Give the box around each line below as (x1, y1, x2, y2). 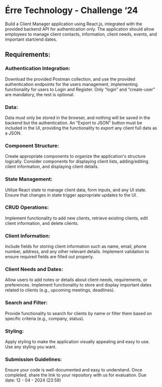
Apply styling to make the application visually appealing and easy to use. (5, 339, 150, 344)
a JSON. (5, 130, 22, 136)
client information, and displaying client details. (5, 164, 99, 169)
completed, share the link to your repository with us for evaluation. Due (5, 372, 147, 378)
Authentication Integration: (5, 65, 71, 72)
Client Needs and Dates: (5, 266, 63, 273)
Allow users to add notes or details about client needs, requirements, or (5, 277, 147, 283)
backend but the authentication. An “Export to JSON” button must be (5, 119, 143, 126)
